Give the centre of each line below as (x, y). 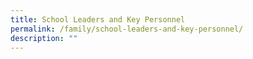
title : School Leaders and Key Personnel (98, 19)
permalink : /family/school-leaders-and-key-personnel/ (127, 29)
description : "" (44, 38)
